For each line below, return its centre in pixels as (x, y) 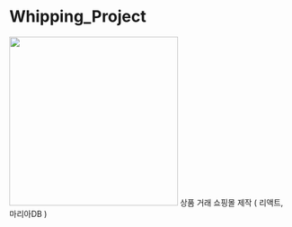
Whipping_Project (78, 17)
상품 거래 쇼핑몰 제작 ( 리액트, (231, 202)
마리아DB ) (28, 213)
